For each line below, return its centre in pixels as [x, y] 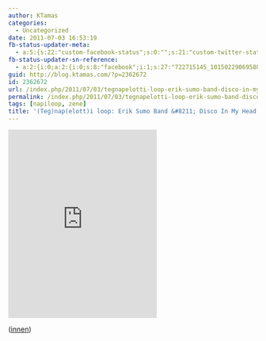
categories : [28, 23]
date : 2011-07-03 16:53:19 [53, 38]
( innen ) [20, 329]
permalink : [26, 97]
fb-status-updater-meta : [49, 45]
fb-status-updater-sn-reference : [63, 60]
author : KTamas [33, 15]
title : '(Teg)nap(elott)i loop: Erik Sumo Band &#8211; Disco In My [123, 112]
